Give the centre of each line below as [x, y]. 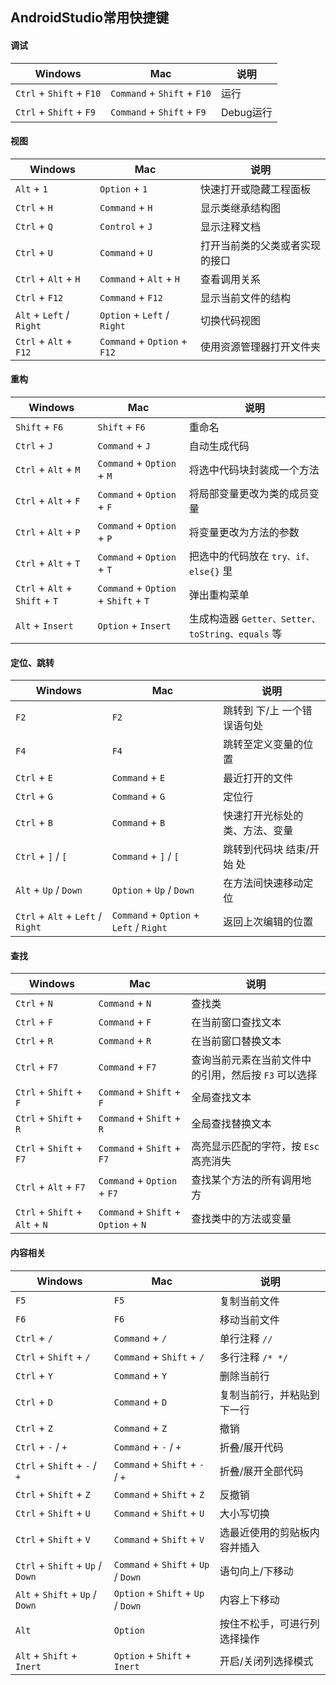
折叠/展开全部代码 [261, 1471]
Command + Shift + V [159, 1539]
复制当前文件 [249, 1301]
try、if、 [293, 556]
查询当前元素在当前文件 [246, 1060]
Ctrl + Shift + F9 [55, 111]
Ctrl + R [34, 1041]
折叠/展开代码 [251, 1447]
